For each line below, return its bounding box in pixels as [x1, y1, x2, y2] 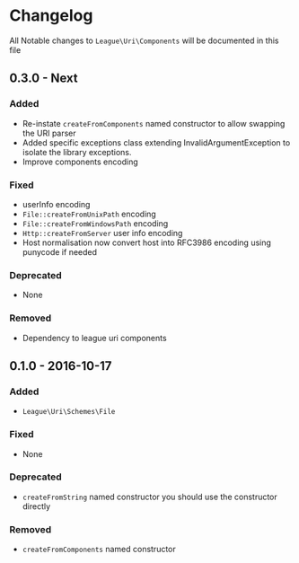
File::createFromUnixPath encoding [22, 208, 157, 219]
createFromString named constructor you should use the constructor [22, 491, 278, 502]
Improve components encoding [22, 156, 138, 167]
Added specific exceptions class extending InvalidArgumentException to [22, 136, 291, 148]
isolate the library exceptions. [22, 146, 132, 157]
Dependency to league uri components [22, 332, 168, 343]
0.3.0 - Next [9, 71, 78, 86]
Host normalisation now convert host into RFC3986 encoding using [22, 237, 272, 248]
